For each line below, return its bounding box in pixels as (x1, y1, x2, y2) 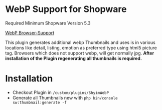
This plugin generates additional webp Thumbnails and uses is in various (5, 39, 155, 45)
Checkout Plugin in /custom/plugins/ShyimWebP (12, 89, 109, 95)
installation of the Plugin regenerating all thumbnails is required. (5, 55, 142, 61)
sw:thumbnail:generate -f (12, 100, 67, 105)
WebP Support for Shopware (5, 3, 127, 15)
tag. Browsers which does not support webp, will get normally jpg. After (5, 50, 154, 56)
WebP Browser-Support (5, 29, 55, 35)
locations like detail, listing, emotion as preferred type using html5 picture (5, 44, 157, 50)
